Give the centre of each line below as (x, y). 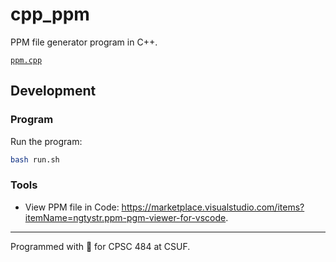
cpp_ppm (50, 14)
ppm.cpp (26, 60)
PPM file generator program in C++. (84, 42)
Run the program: (46, 141)
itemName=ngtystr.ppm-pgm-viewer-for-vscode (125, 217)
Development (53, 91)
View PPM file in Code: (72, 207)
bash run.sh (35, 159)
